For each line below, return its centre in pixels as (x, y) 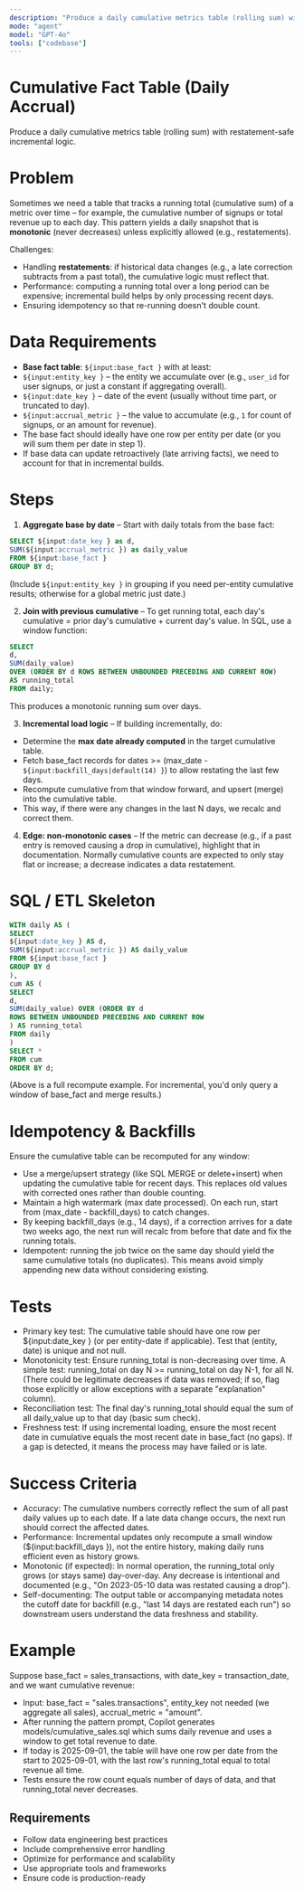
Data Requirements (83, 342)
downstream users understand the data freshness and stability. (140, 1614)
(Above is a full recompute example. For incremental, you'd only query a (144, 1085)
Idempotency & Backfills (103, 1131)
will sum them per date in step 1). (84, 444)
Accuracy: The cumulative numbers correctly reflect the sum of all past (155, 1509)
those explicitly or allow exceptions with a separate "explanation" (144, 1389)
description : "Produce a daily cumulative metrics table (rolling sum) (147, 18)
